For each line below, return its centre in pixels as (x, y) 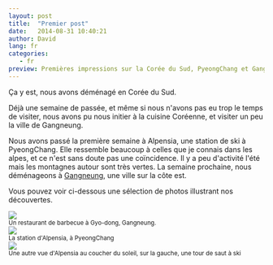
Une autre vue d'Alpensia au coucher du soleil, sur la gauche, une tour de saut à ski (125, 253)
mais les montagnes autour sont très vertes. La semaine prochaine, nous (130, 167)
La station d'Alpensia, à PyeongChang (61, 238)
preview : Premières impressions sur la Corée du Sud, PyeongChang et (129, 69)
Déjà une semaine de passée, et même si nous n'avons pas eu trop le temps (136, 107)
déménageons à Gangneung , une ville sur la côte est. (97, 175)
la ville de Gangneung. (46, 125)
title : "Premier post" (49, 24)
